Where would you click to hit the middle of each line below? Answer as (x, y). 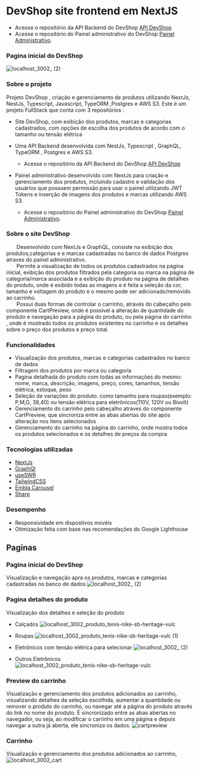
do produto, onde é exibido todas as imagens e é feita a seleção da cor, (94, 285)
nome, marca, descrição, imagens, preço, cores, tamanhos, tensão (97, 383)
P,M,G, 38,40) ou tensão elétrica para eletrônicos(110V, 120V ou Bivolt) (101, 402)
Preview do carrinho (36, 681)
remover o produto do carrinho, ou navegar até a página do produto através (99, 706)
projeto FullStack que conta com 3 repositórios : (65, 110)
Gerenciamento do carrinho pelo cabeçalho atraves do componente (98, 409)
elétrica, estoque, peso (43, 390)
